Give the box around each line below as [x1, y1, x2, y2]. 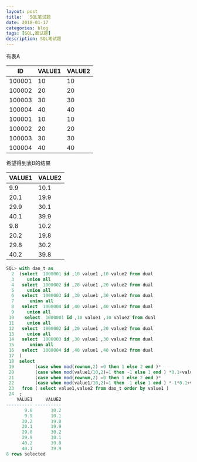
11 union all [8, 320, 51, 326]
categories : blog [6, 25, 49, 31]
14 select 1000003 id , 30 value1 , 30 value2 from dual [8, 336, 154, 342]
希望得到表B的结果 [6, 160, 51, 166]
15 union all [8, 342, 54, 348]
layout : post [6, 8, 38, 15]
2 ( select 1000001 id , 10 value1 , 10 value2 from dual [11, 271, 154, 276]
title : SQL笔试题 [6, 14, 51, 20]
